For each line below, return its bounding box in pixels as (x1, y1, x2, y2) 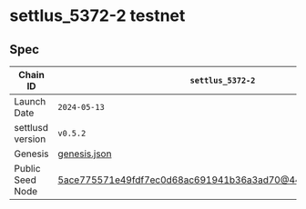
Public (14, 163, 41, 174)
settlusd (14, 122, 48, 134)
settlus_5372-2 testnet (9, 5, 186, 26)
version (14, 133, 46, 145)
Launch (14, 95, 46, 107)
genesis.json (57, 147, 112, 160)
